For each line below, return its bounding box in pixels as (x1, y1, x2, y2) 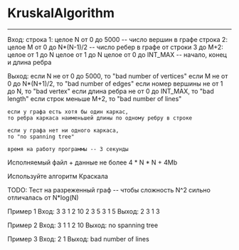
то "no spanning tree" (7, 133, 75, 140)
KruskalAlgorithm (7, 5, 115, 21)
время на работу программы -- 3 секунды (7, 145, 129, 152)
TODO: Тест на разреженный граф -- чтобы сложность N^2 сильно (7, 185, 211, 194)
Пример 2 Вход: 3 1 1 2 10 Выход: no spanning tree (7, 221, 159, 229)
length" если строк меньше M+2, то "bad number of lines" (7, 94, 182, 103)
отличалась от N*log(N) (7, 193, 80, 202)
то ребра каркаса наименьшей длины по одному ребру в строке (7, 114, 193, 122)
